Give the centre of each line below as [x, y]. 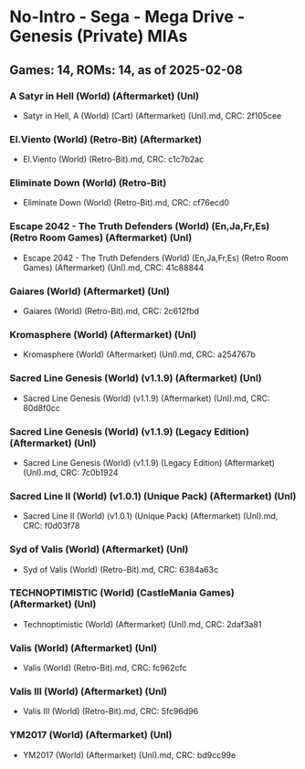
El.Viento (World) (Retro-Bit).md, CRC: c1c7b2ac [113, 159]
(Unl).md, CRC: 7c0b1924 [70, 472]
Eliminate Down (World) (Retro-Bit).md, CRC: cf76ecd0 [126, 203]
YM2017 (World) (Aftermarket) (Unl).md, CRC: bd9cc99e [129, 754]
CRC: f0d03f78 [51, 526]
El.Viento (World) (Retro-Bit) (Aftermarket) [106, 139]
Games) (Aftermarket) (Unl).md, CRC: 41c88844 [113, 268]
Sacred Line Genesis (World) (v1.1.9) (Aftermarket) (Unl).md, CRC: [147, 398]
